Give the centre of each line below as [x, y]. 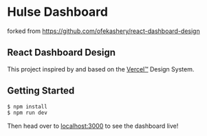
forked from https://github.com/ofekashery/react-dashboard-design [104, 31]
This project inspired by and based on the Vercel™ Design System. [101, 69]
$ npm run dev [28, 113]
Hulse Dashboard [58, 12]
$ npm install [28, 106]
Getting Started [41, 91]
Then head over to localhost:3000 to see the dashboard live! [93, 126]
